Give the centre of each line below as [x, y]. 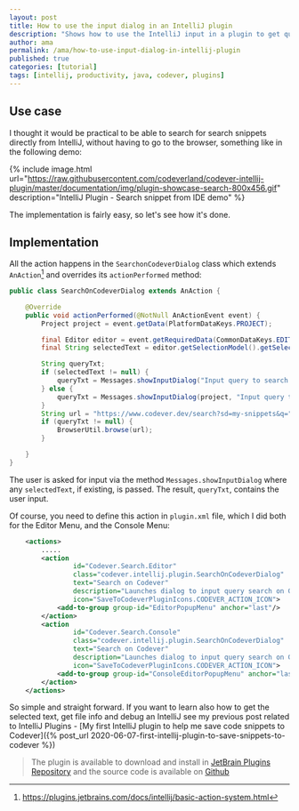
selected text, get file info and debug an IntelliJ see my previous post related [149, 717]
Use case [36, 112]
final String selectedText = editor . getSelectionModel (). [151, 348]
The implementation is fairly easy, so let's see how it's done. [120, 214]
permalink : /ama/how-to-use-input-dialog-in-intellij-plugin [125, 51]
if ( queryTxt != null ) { [87, 422]
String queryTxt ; [73, 364]
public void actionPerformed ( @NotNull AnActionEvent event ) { [143, 315]
